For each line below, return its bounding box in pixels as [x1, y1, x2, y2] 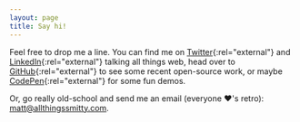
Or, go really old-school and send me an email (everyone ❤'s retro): [9, 92, 265, 104]
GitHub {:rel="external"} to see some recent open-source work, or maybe [9, 65, 284, 77]
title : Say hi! [9, 22, 67, 31]
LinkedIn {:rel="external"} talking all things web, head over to [9, 56, 236, 67]
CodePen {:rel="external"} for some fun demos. [9, 75, 186, 86]
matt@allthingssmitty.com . [9, 102, 109, 113]
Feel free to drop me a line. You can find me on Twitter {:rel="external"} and [9, 46, 291, 57]
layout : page [9, 13, 59, 23]
